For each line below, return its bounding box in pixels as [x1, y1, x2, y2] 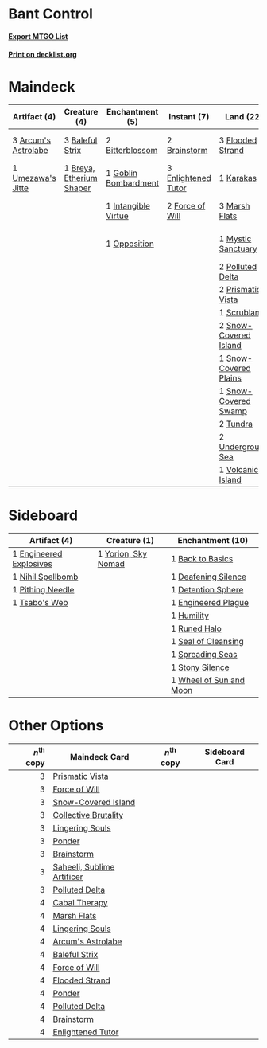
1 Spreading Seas [170, 649, 238, 660]
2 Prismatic [219, 284, 261, 295]
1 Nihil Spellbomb [12, 571, 79, 582]
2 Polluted [219, 261, 257, 272]
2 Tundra [219, 419, 253, 430]
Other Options [8, 717, 104, 735]
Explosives [12, 558, 53, 569]
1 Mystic [219, 233, 252, 244]
